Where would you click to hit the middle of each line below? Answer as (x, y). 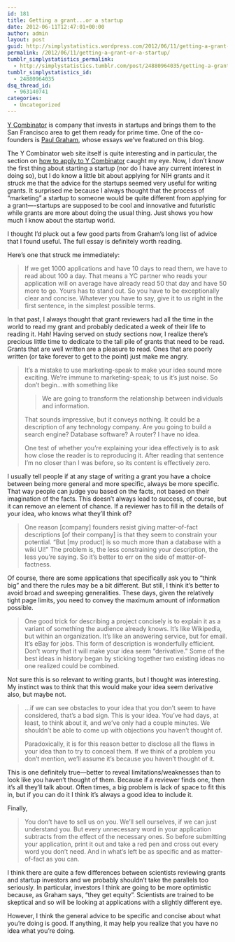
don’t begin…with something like (71, 385)
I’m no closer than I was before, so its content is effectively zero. (117, 462)
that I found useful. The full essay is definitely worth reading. (95, 241)
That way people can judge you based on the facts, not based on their (108, 491)
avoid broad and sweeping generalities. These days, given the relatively (111, 593)
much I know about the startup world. (61, 220)
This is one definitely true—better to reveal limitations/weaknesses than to (114, 772)
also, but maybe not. (37, 694)
